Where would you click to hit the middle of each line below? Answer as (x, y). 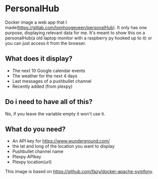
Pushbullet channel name (38, 151)
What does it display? (39, 59)
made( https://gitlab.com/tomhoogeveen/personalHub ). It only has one (76, 27)
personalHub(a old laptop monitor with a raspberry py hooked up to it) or (79, 38)
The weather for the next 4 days (45, 76)
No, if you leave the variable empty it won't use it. (55, 113)
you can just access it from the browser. (46, 43)
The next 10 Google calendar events (49, 71)
